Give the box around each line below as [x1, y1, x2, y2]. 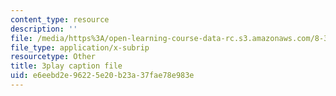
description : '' [10, 24, 78, 34]
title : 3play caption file [10, 61, 123, 71]
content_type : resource [10, 14, 110, 25]
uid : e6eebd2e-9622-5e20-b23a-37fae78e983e [10, 71, 195, 81]
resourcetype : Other [10, 52, 97, 62]
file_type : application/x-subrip [10, 42, 150, 53]
